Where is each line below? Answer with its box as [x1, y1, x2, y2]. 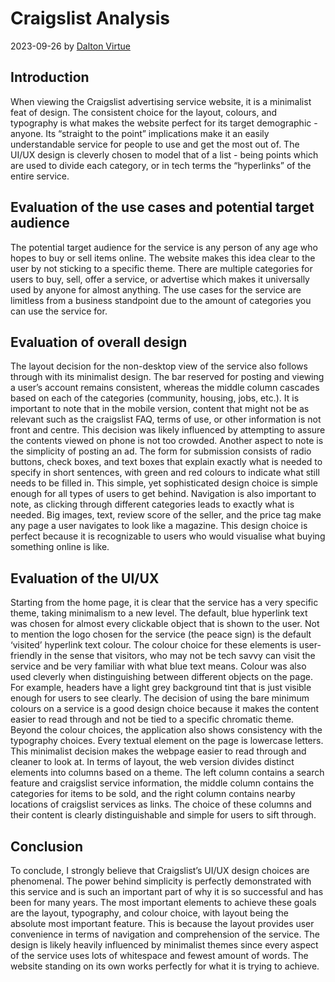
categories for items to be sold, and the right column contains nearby [10, 788, 296, 800]
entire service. [10, 170, 70, 182]
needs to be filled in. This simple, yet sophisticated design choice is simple [10, 477, 318, 489]
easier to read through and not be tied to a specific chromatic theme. [10, 713, 295, 726]
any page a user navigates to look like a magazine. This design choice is [10, 520, 308, 532]
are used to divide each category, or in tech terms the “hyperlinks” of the [10, 159, 312, 171]
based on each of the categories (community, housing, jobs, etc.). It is [10, 392, 300, 404]
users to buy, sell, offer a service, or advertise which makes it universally [10, 273, 310, 285]
